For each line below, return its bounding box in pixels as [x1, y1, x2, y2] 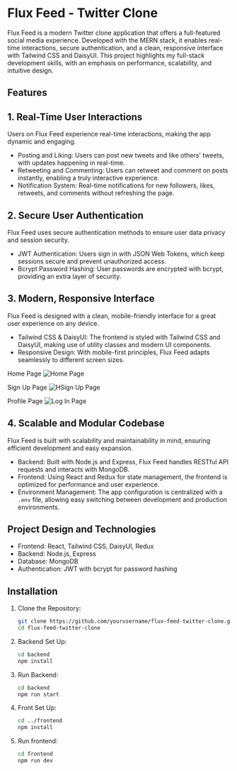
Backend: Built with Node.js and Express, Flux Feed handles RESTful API [17, 457, 229, 466]
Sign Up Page [7, 383, 47, 391]
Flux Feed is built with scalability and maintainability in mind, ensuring [7, 436, 211, 444]
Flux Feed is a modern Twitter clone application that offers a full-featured [7, 28, 221, 37]
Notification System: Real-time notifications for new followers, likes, [17, 181, 216, 190]
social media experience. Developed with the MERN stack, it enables [7, 35, 207, 44]
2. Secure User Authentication [7, 209, 144, 222]
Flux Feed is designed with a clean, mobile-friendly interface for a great [7, 311, 216, 320]
